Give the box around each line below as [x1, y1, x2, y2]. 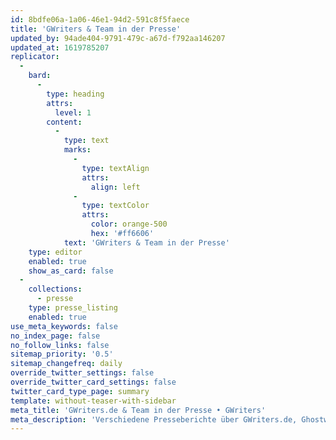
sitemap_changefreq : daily [10, 359, 123, 369]
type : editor [28, 247, 83, 257]
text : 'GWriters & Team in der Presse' [63, 237, 230, 248]
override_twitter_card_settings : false [10, 377, 177, 387]
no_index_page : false [10, 331, 101, 341]
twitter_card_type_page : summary [10, 386, 150, 396]
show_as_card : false [28, 266, 114, 276]
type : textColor [81, 201, 150, 211]
